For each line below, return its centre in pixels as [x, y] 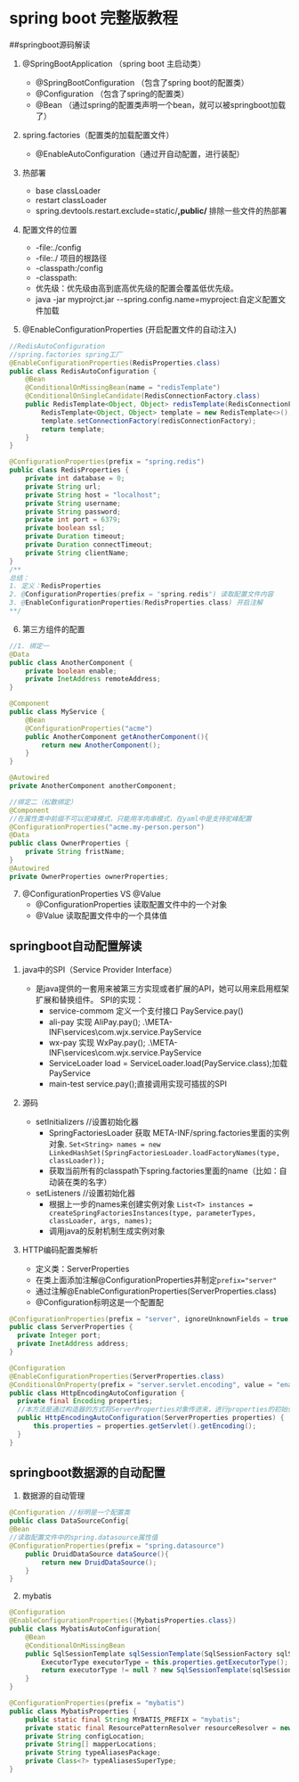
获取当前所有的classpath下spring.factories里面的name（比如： [164, 1170]
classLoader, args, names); [101, 1221]
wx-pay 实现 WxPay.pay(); [97, 1042]
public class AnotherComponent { [71, 662]
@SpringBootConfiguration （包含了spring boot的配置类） [142, 82]
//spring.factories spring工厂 [66, 354]
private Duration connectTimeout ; [89, 545]
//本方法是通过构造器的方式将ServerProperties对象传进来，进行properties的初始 [153, 1409]
